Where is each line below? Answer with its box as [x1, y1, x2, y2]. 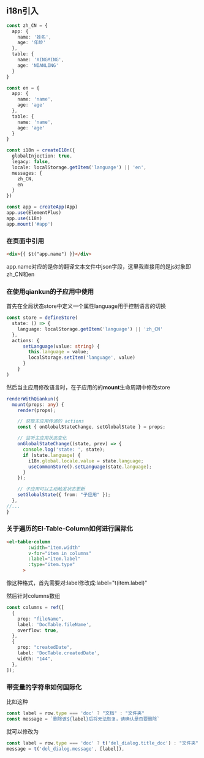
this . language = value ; [28, 349, 89, 355]
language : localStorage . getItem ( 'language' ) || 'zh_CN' [17, 326, 164, 332]
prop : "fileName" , [17, 616, 64, 622]
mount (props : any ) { [12, 401, 64, 408]
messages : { [12, 170, 43, 176]
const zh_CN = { [6, 22, 48, 29]
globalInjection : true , [12, 153, 72, 159]
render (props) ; [17, 407, 56, 413]
